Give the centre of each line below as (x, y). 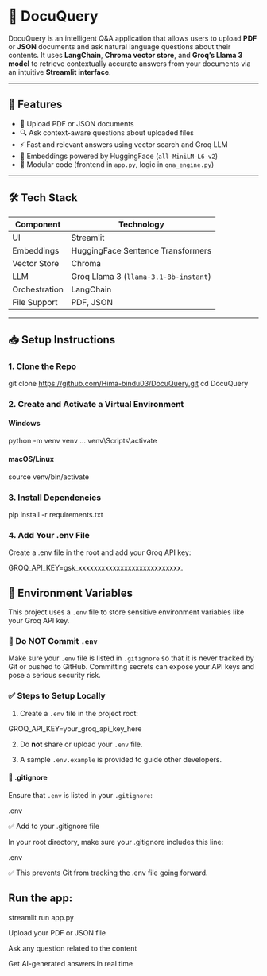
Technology (141, 224)
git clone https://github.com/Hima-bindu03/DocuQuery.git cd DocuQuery (128, 384)
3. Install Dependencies (55, 498)
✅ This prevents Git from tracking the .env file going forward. (108, 873)
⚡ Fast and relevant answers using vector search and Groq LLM (124, 144)
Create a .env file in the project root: (79, 713)
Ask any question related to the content (73, 948)
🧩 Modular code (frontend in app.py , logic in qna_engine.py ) (117, 164)
